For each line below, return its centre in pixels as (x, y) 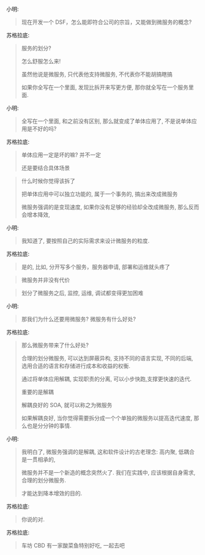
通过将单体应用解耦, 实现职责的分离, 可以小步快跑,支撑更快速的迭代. (106, 379)
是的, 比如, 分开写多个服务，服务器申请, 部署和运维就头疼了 (95, 267)
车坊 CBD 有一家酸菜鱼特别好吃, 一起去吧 (73, 545)
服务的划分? (36, 48)
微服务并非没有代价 (46, 280)
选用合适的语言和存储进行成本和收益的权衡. (76, 366)
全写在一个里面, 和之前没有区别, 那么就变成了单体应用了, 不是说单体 (106, 121)
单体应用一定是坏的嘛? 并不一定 (61, 155)
